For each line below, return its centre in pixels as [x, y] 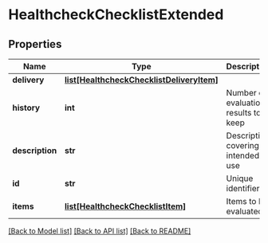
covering [242, 145]
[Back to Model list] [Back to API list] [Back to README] [100, 231]
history [26, 108]
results [239, 113]
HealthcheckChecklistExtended [116, 15]
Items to [241, 201]
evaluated [244, 211]
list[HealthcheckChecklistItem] [125, 206]
